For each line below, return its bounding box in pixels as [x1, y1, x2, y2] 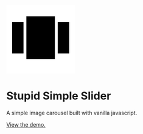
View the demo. [6, 121, 46, 128]
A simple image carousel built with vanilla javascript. [6, 109, 138, 116]
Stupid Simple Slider [6, 89, 111, 103]
